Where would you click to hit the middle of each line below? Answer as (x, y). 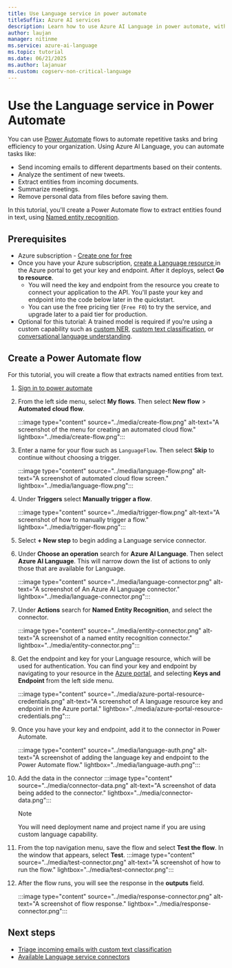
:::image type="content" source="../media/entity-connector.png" (109, 631)
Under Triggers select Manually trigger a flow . (85, 499)
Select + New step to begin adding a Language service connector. (112, 541)
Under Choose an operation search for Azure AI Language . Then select (120, 554)
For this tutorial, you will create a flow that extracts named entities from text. (116, 375)
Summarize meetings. (49, 189)
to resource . (35, 278)
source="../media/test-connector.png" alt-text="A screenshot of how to (119, 862)
